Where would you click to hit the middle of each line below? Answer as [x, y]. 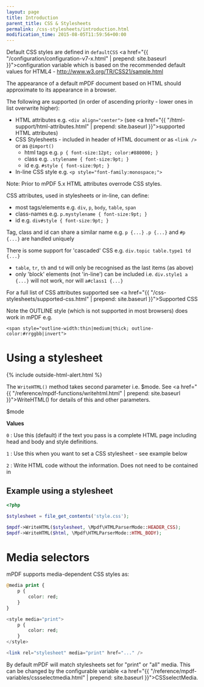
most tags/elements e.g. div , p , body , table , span [76, 208]
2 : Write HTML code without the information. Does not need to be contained [102, 465]
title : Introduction [33, 18]
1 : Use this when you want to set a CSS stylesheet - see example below [97, 454]
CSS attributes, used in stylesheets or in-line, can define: [78, 195]
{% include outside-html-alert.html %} [54, 375]
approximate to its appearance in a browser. [62, 90]
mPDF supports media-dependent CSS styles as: [68, 574]
